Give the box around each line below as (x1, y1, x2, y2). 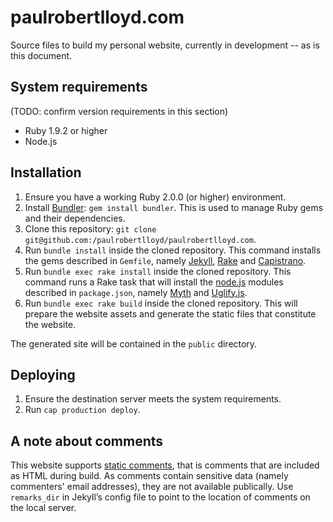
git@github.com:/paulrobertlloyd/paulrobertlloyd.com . (24, 233, 257, 245)
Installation (10, 164, 82, 181)
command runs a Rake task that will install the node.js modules (24, 276, 284, 288)
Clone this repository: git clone (24, 222, 157, 235)
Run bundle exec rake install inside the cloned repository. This (24, 265, 292, 277)
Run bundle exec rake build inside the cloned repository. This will (24, 297, 298, 309)
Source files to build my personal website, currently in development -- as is (10, 39, 320, 51)
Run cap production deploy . (24, 404, 141, 416)
